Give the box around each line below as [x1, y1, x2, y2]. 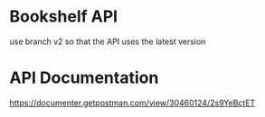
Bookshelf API [9, 6, 118, 27]
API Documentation [9, 67, 159, 88]
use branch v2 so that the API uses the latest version [9, 36, 206, 47]
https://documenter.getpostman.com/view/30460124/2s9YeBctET [9, 97, 256, 108]
